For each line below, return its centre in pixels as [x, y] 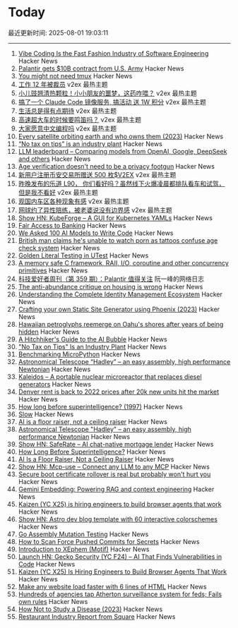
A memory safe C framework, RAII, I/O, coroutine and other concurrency [123, 262]
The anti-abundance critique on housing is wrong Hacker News [111, 286]
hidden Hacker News [49, 332]
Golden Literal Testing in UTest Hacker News [83, 255]
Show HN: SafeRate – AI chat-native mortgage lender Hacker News [116, 444]
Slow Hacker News [46, 414]
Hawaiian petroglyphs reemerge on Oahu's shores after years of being [121, 324]
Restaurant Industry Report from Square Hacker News [97, 616]
